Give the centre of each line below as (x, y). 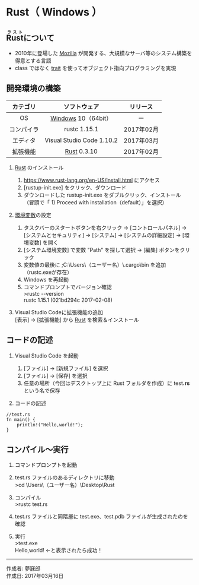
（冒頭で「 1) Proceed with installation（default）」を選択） (95, 202)
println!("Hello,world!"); (50, 425)
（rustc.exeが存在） (48, 272)
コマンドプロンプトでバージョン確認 (68, 287)
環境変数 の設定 (33, 215)
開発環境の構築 (33, 89)
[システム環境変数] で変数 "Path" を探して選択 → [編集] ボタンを (102, 249)
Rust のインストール (39, 167)
